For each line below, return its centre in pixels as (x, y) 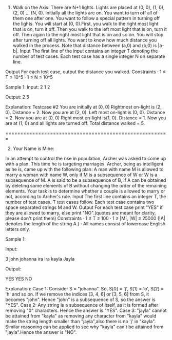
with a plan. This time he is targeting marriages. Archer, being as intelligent (84, 164)
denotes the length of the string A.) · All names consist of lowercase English (85, 224)
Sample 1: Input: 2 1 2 (28, 87)
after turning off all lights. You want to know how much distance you (85, 40)
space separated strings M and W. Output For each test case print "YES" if (84, 207)
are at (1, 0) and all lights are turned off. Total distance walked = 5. (75, 123)
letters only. (18, 229)
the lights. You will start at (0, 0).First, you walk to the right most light (85, 24)
